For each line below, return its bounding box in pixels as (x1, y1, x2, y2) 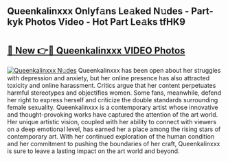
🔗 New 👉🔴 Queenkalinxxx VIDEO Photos (7, 45, 185, 56)
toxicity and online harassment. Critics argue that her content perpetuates (7, 82, 216, 89)
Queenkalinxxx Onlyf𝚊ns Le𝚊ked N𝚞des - (7, 5, 190, 17)
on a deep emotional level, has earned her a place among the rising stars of (7, 125, 221, 133)
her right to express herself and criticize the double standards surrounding (7, 96, 218, 104)
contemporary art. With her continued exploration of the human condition (7, 132, 215, 140)
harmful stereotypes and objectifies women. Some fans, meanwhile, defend (7, 89, 222, 97)
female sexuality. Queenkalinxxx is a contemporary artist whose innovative (7, 103, 218, 111)
